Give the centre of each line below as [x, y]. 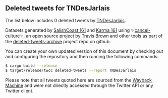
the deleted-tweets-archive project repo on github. [58, 41]
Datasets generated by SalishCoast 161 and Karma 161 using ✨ [70, 30]
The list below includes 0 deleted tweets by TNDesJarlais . [66, 20]
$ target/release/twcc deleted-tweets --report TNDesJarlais [71, 70]
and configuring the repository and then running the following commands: [82, 56]
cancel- [143, 30]
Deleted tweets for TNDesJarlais [58, 8]
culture [13, 36]
